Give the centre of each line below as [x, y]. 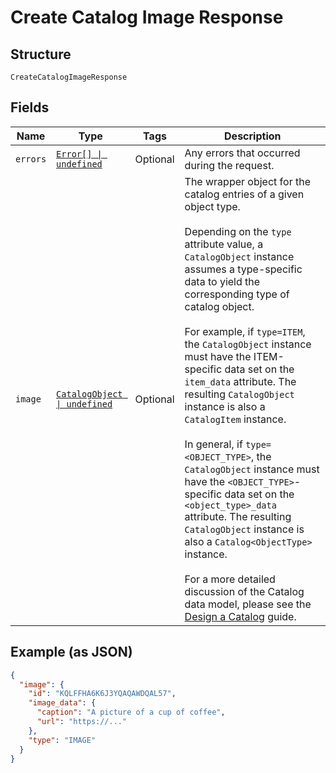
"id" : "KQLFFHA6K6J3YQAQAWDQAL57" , [102, 694]
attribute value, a [224, 244]
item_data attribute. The [240, 381]
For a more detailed [230, 579]
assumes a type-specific [243, 269]
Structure [41, 54]
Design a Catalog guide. [240, 616]
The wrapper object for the [247, 181]
